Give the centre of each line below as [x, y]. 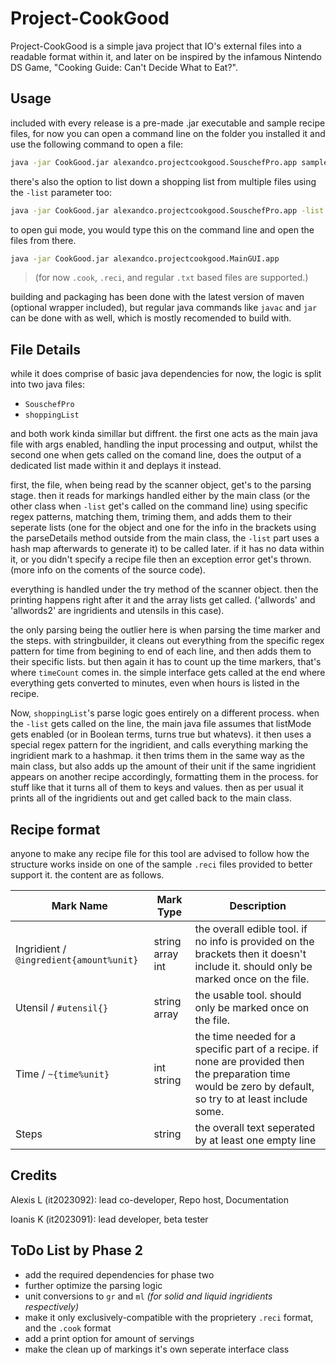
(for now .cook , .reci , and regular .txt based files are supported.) [171, 278]
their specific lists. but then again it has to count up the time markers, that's [166, 662]
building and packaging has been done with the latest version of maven [157, 297]
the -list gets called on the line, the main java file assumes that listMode [161, 724]
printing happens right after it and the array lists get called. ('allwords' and [163, 600]
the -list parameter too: [61, 192]
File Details [45, 349]
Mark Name [79, 905]
